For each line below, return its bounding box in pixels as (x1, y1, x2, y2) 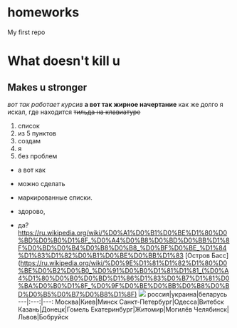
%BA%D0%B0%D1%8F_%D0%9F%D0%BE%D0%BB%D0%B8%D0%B (17, 281, 230, 289)
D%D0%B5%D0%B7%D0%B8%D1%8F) (17, 289, 137, 298)
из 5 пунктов (17, 129, 57, 138)
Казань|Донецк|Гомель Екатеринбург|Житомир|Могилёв (17, 304, 193, 314)
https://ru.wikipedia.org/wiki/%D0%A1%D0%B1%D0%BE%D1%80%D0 (17, 228, 228, 237)
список (17, 121, 41, 130)
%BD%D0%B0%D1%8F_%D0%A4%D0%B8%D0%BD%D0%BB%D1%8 (17, 236, 230, 245)
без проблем (17, 151, 58, 160)
